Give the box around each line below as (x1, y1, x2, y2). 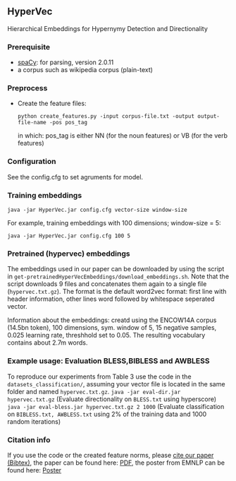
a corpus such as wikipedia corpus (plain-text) (17, 66, 154, 74)
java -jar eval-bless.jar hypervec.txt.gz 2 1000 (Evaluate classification (7, 402, 225, 410)
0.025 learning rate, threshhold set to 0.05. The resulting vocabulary (7, 331, 206, 340)
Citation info (7, 434, 51, 444)
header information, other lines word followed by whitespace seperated (7, 295, 215, 303)
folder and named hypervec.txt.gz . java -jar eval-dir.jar (7, 387, 181, 396)
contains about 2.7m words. (7, 338, 88, 347)
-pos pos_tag (49, 119, 88, 126)
